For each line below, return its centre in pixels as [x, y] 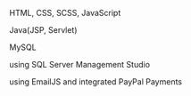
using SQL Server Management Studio [79, 64]
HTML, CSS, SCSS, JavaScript [65, 13]
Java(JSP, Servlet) [43, 30]
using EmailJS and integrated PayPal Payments [96, 82]
